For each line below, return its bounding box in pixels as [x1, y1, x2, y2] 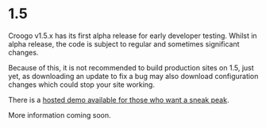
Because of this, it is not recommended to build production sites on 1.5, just [8, 62, 254, 72]
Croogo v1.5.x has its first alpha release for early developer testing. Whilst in [8, 31, 257, 40]
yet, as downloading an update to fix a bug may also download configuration [8, 71, 259, 81]
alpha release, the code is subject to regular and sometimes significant [8, 39, 240, 48]
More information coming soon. [8, 110, 111, 119]
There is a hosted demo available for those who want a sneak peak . [8, 95, 229, 104]
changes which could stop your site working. [8, 80, 155, 89]
